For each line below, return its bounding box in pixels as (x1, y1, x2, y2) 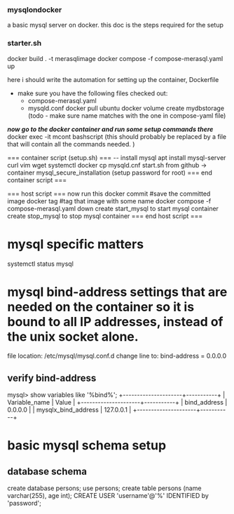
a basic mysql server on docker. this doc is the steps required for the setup (7, 21, 224, 29)
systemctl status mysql (7, 259, 74, 268)
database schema (7, 465, 88, 478)
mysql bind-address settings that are (7, 284, 228, 299)
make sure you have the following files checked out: (17, 89, 168, 97)
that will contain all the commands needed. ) (7, 140, 135, 148)
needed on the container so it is (7, 299, 195, 315)
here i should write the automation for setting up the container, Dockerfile (7, 75, 219, 83)
